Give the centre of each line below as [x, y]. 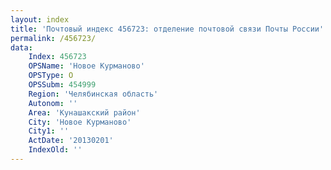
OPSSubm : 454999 [62, 85]
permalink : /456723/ [53, 38]
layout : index [40, 19]
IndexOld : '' [55, 150]
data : [21, 47]
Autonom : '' [53, 103]
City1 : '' [49, 131]
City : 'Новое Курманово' [80, 122]
